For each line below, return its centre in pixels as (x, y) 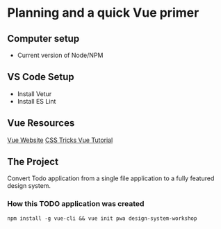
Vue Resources (41, 123)
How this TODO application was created (76, 204)
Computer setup (43, 39)
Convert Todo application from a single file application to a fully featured (111, 178)
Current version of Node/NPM (60, 55)
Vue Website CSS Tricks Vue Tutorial (60, 140)
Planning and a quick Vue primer (103, 13)
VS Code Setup (41, 77)
